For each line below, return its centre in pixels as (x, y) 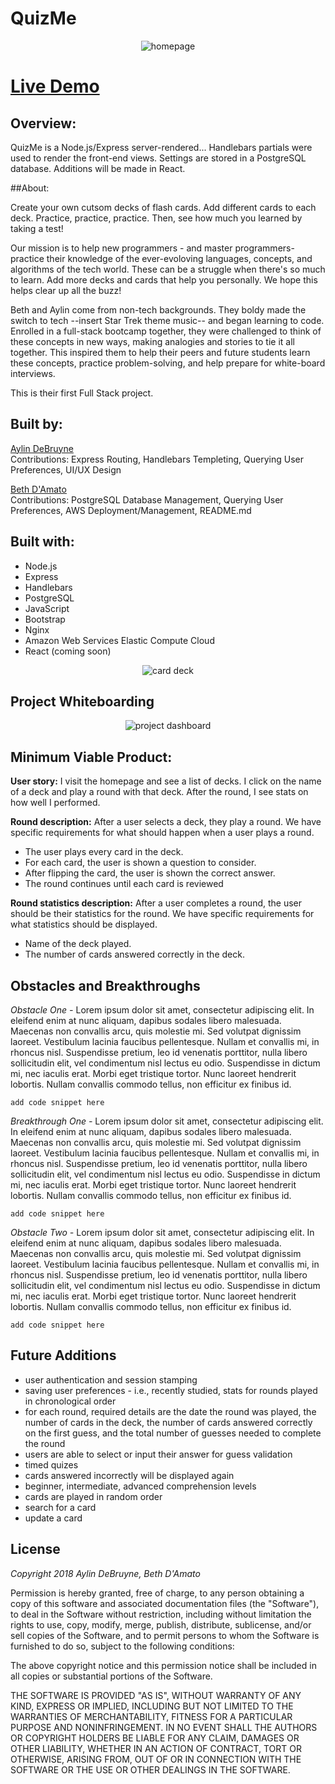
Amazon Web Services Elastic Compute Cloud (119, 640)
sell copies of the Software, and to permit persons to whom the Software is (165, 1635)
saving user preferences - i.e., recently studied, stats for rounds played (171, 1390)
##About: (30, 188)
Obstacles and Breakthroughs (105, 985)
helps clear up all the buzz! (66, 290)
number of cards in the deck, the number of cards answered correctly (168, 1422)
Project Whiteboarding (82, 701)
